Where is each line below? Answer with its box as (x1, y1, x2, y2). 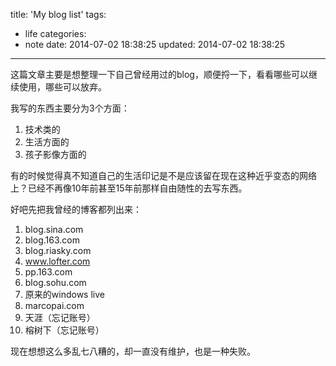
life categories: (24, 28, 87, 39)
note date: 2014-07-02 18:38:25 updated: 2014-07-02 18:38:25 (24, 39, 286, 50)
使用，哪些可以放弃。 (18, 81, 107, 93)
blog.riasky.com (24, 245, 92, 256)
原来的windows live (24, 289, 105, 300)
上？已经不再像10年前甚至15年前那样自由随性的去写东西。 (10, 182, 248, 194)
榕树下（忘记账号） (24, 324, 105, 336)
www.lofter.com (24, 255, 91, 267)
